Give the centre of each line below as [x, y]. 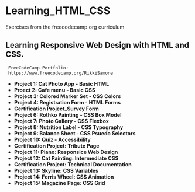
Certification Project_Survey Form [56, 109]
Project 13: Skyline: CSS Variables [56, 170]
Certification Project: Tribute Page [57, 146]
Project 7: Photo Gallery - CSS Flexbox [61, 121]
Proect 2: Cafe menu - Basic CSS [55, 90]
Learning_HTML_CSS [58, 11]
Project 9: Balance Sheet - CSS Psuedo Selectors [75, 133]
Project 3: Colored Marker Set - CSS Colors [67, 96]
